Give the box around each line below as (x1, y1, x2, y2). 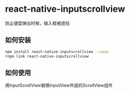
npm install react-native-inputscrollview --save (5, 49, 109, 54)
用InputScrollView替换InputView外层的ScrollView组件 (5, 82, 113, 89)
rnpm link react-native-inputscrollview (5, 54, 89, 59)
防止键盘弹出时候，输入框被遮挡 (5, 20, 70, 26)
